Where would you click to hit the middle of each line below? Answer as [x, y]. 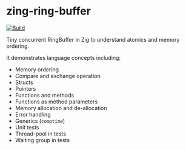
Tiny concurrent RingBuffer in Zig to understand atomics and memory [93, 39]
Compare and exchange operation [58, 76]
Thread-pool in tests [41, 134]
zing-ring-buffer [48, 11]
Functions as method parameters [56, 102]
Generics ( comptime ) [40, 121]
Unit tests [27, 127]
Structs [24, 82]
